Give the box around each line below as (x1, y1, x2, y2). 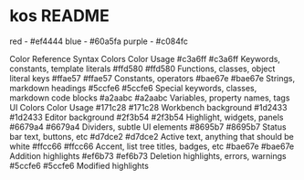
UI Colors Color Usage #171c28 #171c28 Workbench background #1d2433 (9, 101, 288, 112)
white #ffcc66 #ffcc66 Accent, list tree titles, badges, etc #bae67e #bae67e (9, 141, 295, 152)
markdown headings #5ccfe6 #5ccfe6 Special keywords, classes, (9, 82, 257, 93)
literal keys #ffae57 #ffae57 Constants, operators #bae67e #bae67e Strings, (9, 72, 295, 83)
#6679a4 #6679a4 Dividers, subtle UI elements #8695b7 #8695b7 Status (9, 121, 287, 132)
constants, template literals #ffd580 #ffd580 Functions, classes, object (9, 63, 276, 74)
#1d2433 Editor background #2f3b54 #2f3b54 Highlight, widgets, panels (9, 111, 284, 122)
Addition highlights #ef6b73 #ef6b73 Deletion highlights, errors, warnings (9, 150, 288, 161)
